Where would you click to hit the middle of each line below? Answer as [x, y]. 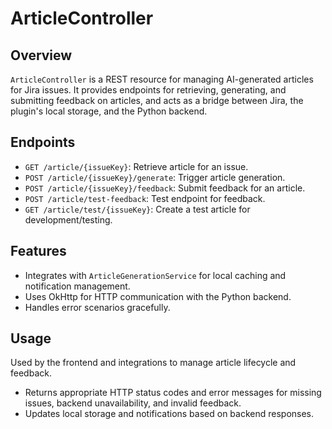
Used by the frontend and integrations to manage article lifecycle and [153, 363]
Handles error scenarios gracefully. [97, 307]
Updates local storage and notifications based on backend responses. [169, 414]
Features [38, 251]
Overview [41, 55]
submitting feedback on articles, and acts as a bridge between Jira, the [157, 100]
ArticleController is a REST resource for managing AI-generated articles [162, 79]
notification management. [77, 286]
